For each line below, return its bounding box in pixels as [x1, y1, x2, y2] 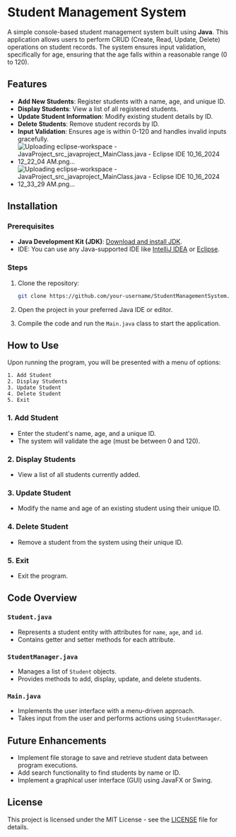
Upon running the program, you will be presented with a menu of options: [7, 358, 221, 366]
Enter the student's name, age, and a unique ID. [17, 429, 157, 437]
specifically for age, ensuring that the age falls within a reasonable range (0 [7, 50, 228, 59]
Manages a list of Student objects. [17, 666, 117, 676]
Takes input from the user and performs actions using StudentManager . [17, 714, 223, 722]
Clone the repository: [17, 279, 80, 287]
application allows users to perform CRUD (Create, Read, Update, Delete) [7, 35, 220, 43]
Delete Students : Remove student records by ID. [17, 120, 160, 128]
